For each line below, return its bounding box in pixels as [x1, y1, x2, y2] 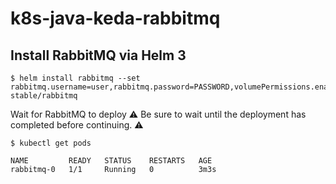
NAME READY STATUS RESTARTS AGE [10, 156, 213, 166]
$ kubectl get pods [10, 138, 92, 148]
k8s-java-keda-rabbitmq [10, 7, 221, 30]
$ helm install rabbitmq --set [10, 73, 141, 83]
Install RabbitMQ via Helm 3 [10, 47, 187, 64]
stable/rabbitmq [10, 91, 78, 101]
